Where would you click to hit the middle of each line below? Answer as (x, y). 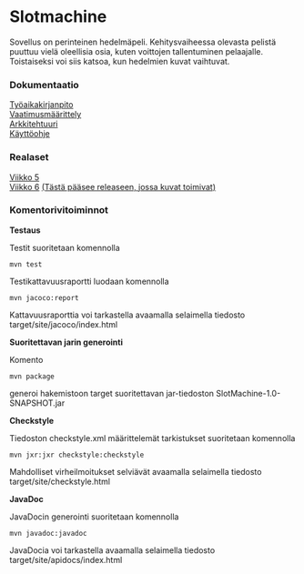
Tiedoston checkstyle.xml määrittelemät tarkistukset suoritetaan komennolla (152, 438)
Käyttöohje (30, 134)
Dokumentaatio (44, 85)
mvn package (32, 376)
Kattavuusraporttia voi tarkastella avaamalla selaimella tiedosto (127, 315)
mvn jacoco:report (44, 297)
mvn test (26, 264)
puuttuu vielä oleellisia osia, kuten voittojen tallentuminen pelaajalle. (137, 51)
